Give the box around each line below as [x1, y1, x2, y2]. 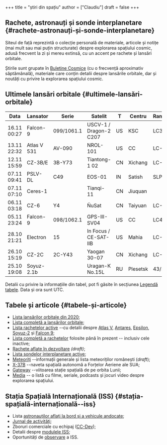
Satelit [91, 112, 107, 119]
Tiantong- [86, 156, 111, 163]
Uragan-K [86, 262, 111, 269]
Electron [26, 233, 46, 240]
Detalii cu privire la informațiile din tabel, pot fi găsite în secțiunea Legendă [5, 281, 158, 287]
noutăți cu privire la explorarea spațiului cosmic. [5, 76, 103, 82]
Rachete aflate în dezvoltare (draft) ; [12, 346, 85, 352]
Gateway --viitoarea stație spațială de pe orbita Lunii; [12, 367, 121, 373]
